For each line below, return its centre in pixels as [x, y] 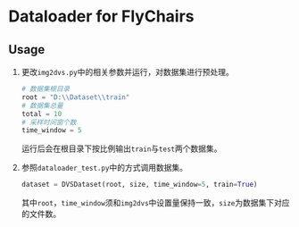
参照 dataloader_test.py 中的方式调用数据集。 [104, 168]
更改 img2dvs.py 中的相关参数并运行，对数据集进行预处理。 [127, 72]
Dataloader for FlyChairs [101, 17]
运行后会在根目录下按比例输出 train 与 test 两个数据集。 [121, 148]
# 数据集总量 [42, 105]
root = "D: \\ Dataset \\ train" [75, 97]
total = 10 [42, 113]
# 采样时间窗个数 [49, 122]
